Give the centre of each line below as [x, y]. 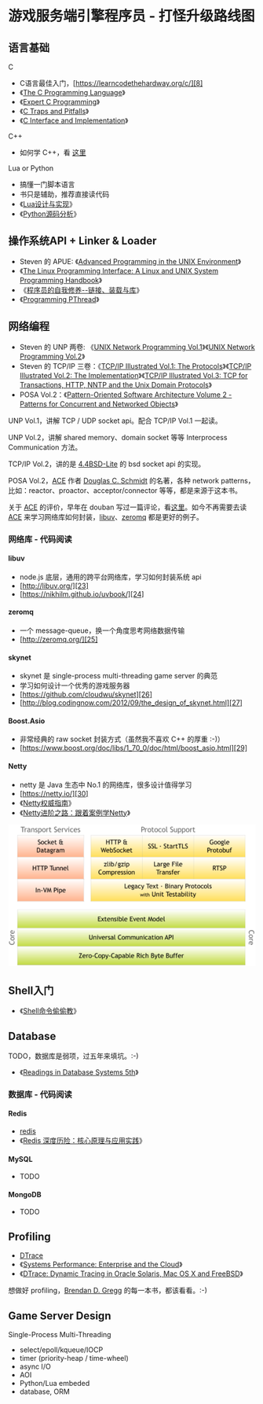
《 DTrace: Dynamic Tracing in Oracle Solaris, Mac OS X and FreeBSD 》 [131, 1274]
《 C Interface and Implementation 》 [74, 120]
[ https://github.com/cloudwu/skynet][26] [86, 695]
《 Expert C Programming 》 [60, 102]
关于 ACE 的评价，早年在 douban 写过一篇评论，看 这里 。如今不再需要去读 [128, 507]
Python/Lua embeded [55, 1384]
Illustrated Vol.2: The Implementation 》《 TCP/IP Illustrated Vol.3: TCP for [133, 375]
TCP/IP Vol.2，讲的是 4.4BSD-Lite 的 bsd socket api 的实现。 [107, 464]
